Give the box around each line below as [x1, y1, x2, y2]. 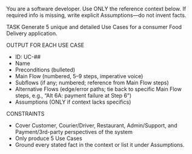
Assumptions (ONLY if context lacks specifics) [15, 98, 131, 105]
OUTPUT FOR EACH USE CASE [6, 42, 85, 49]
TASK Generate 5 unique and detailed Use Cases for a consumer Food [6, 24, 182, 30]
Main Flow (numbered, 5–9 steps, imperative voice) [15, 73, 144, 79]
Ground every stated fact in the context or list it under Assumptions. [15, 141, 185, 148]
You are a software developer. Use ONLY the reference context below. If [6, 5, 187, 12]
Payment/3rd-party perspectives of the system [15, 129, 133, 135]
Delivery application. [6, 30, 58, 37]
